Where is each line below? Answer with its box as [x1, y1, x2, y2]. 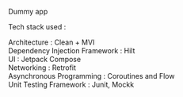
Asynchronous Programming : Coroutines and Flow [8, 72, 175, 80]
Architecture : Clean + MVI [8, 37, 95, 47]
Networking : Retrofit [8, 63, 77, 72]
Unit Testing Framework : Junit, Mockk [8, 80, 135, 89]
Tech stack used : [8, 22, 67, 31]
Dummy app [8, 7, 48, 16]
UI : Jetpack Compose [8, 55, 82, 64]
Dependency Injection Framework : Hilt [8, 46, 135, 55]
